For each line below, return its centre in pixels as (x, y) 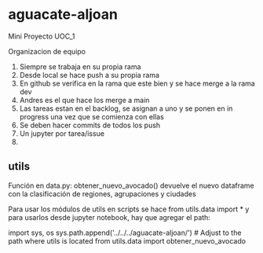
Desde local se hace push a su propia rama (89, 75)
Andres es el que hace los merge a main (84, 100)
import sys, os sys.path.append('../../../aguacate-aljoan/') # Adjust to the (125, 233)
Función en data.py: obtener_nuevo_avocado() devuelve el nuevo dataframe (131, 185)
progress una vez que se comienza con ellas (92, 116)
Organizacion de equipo (47, 51)
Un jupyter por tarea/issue (62, 133)
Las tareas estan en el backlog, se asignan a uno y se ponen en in (126, 108)
